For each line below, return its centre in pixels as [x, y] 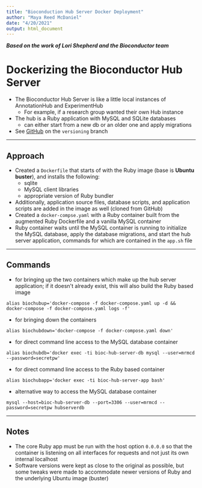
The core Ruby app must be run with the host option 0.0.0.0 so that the [103, 446]
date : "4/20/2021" [29, 23]
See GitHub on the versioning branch [61, 131]
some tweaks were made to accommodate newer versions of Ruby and [103, 472]
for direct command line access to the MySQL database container [96, 342]
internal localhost [36, 459]
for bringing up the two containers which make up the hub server [96, 279]
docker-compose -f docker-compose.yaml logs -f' [68, 308]
